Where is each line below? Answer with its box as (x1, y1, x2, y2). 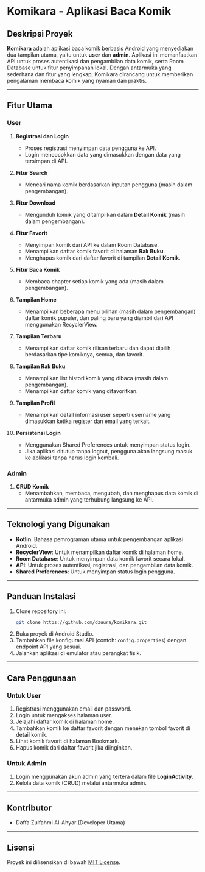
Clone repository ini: (15, 608, 67, 615)
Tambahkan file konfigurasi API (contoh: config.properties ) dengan (15, 637, 187, 644)
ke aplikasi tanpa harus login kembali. (24, 454, 119, 461)
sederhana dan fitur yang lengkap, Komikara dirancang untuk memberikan (7, 71, 193, 77)
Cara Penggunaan (7, 673, 77, 683)
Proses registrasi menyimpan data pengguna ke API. (24, 144, 156, 152)
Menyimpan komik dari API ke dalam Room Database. (24, 241, 159, 248)
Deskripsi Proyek (7, 29, 73, 39)
